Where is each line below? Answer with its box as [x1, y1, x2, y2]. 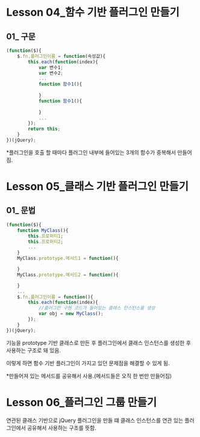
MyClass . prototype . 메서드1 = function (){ [17, 255, 119, 262]
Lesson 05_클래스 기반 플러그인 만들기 [6, 180, 189, 193]
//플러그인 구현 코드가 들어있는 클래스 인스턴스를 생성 [38, 305, 155, 311]
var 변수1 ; [38, 64, 63, 70]
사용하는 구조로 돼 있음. [6, 347, 61, 354]
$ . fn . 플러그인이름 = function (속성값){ [17, 53, 106, 59]
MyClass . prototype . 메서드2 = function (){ [17, 271, 119, 277]
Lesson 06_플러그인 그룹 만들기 [6, 395, 157, 409]
